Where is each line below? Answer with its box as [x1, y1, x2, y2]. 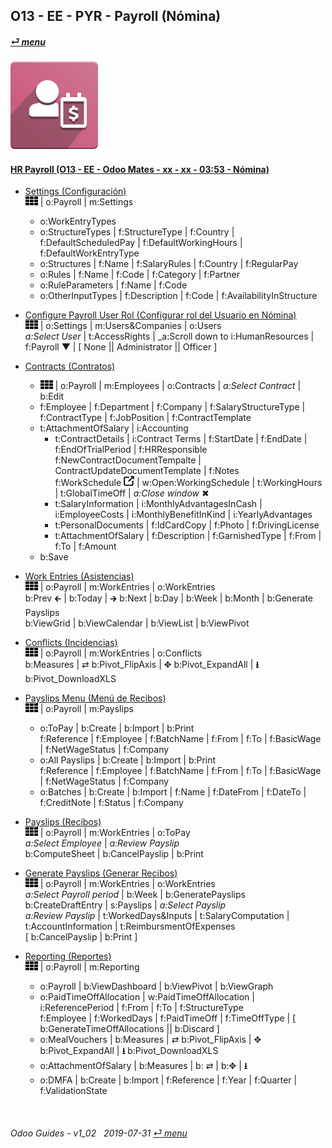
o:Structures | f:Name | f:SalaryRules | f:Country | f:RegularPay [39, 258, 299, 270]
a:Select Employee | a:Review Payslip [24, 837, 180, 849]
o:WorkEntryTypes [39, 215, 117, 228]
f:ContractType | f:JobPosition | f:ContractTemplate [39, 412, 252, 424]
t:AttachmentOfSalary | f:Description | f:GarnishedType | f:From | [54, 530, 322, 542]
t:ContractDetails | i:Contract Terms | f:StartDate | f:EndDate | [54, 433, 308, 445]
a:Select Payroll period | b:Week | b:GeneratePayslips [24, 889, 246, 901]
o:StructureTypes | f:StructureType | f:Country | [39, 226, 235, 238]
